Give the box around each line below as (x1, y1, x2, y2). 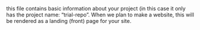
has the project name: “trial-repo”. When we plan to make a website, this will (6, 11, 195, 18)
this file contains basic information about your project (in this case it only (6, 5, 186, 12)
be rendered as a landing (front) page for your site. (6, 18, 132, 24)
